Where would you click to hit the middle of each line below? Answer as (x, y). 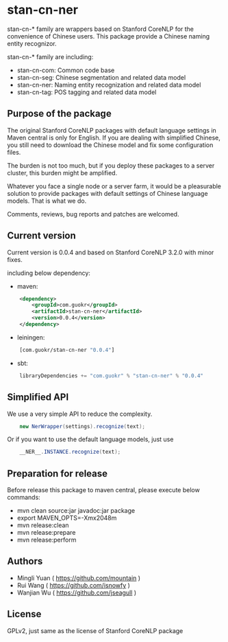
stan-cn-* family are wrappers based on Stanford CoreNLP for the (100, 29)
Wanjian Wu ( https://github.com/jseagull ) (77, 593)
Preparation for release (58, 473)
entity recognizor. (32, 43)
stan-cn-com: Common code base (66, 70)
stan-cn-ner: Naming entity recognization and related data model (109, 85)
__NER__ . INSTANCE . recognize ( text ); (70, 452)
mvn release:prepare (46, 533)
